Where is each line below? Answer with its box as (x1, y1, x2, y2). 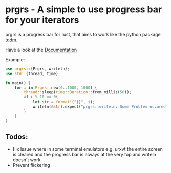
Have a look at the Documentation (5, 46, 77, 53)
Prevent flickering (12, 162, 50, 168)
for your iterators (5, 14, 79, 26)
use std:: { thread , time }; (5, 71, 60, 76)
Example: (5, 56, 25, 62)
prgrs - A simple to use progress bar (5, 4, 162, 15)
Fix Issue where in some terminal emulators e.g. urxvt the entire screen (12, 146, 163, 152)
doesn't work (12, 157, 41, 163)
